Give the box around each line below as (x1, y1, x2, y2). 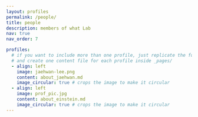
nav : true (6, 31, 31, 37)
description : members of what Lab (6, 25, 91, 31)
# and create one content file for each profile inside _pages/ (11, 57, 173, 64)
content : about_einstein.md (16, 96, 85, 102)
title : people (6, 19, 41, 25)
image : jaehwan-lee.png (16, 69, 75, 74)
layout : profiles (6, 8, 49, 15)
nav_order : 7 (6, 36, 38, 42)
